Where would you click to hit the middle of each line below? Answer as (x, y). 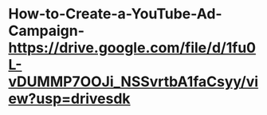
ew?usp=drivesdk (69, 99)
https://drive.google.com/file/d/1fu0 (132, 48)
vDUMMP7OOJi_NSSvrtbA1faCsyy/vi (133, 82)
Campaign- (47, 31)
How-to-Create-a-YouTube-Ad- (115, 14)
